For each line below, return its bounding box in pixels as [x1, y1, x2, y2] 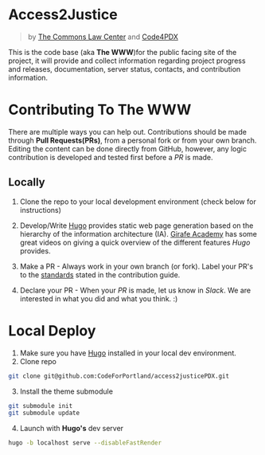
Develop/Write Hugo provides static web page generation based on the [19, 221, 254, 230]
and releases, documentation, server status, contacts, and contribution [8, 64, 241, 73]
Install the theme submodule [19, 386, 114, 396]
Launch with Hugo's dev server [19, 424, 124, 433]
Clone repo [19, 356, 57, 366]
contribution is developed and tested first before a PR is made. [8, 152, 213, 162]
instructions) [19, 205, 62, 214]
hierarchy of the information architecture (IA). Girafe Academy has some [19, 229, 257, 238]
